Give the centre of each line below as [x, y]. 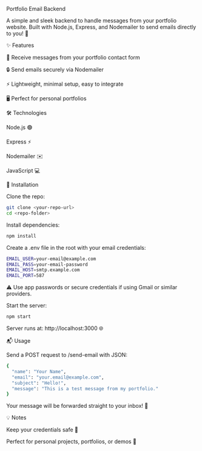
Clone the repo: [26, 196]
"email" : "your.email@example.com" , [58, 377]
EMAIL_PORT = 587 [25, 276]
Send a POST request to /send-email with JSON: [67, 355]
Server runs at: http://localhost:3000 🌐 [55, 328]
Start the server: [27, 306]
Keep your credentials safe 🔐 [42, 430]
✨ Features [20, 45]
